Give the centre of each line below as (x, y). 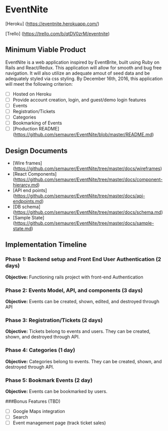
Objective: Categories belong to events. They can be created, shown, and (84, 361)
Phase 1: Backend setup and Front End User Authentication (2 (83, 259)
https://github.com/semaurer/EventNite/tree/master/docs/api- (80, 196)
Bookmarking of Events (37, 123)
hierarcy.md (25, 185)
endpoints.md (27, 201)
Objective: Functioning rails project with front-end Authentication (74, 277)
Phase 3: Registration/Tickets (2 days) (54, 320)
